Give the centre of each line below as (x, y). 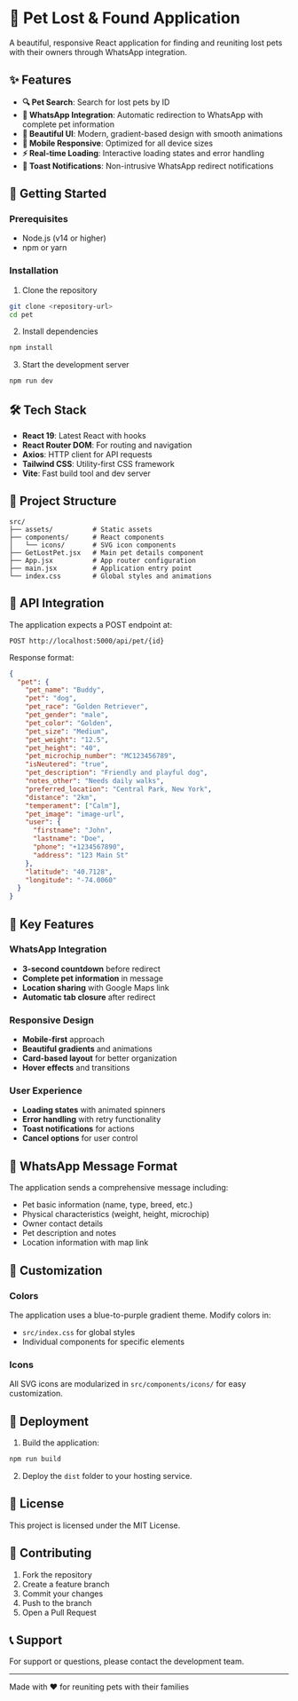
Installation (34, 271)
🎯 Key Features (52, 924)
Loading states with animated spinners (94, 1110)
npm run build (35, 1460)
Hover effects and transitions (76, 1068)
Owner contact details (63, 1223)
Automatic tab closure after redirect (89, 997)
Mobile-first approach (63, 1040)
